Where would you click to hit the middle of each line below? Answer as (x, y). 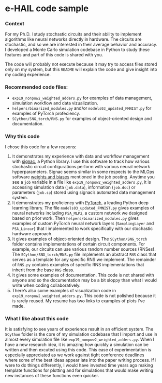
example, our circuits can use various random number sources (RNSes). (84, 249)
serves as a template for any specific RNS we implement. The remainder (84, 260)
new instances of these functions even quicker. (52, 376)
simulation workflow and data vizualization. (55, 103)
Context (15, 24)
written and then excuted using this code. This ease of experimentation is (78, 350)
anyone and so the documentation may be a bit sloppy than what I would (84, 280)
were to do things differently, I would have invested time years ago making (79, 366)
